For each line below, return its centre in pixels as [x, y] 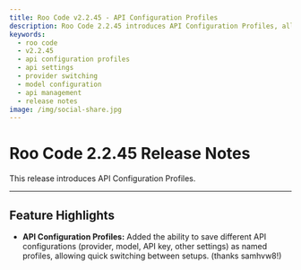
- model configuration [60, 84]
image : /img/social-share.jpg [66, 109]
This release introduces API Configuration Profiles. [103, 179]
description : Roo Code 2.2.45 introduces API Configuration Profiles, [144, 26]
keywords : [28, 34]
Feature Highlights [62, 215]
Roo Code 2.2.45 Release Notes [130, 154]
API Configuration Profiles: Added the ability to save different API [144, 237]
